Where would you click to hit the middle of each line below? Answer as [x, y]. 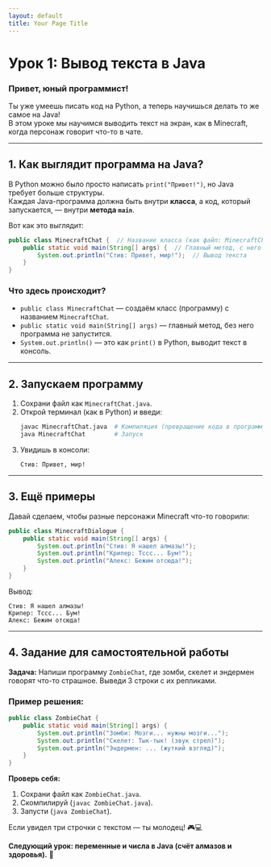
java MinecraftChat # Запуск [81, 435]
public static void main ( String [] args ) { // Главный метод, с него [142, 248]
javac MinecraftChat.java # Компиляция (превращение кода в [125, 427]
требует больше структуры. [56, 192]
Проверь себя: [34, 778]
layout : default [35, 16]
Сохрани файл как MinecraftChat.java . [86, 403]
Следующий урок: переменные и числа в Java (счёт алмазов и [120, 846]
